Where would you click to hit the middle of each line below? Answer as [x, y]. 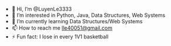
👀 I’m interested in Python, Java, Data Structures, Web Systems [88, 15]
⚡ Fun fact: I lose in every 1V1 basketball [60, 37]
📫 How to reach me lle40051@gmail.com [62, 28]
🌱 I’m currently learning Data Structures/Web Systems [77, 21]
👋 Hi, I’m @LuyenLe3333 [42, 9]
